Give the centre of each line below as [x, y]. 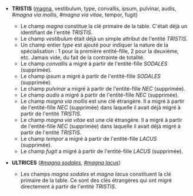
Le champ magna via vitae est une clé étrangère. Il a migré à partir [101, 120]
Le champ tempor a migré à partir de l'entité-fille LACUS [89, 139]
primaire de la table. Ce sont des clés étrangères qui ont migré [96, 180]
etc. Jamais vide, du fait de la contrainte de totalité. [83, 57]
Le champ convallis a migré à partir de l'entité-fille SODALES [94, 64]
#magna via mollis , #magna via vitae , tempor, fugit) [75, 15]
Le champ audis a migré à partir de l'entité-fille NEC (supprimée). [100, 95]
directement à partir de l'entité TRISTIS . [68, 187]
